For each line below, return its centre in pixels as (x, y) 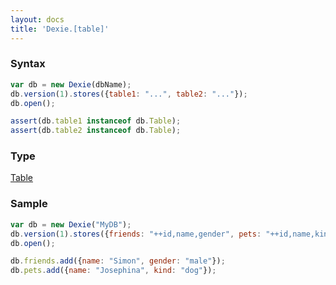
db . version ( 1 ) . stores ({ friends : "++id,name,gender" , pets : (136, 234)
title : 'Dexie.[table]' (60, 29)
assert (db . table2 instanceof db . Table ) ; (96, 131)
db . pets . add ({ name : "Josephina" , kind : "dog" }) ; (113, 271)
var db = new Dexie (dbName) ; (71, 84)
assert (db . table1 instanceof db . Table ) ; (96, 121)
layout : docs (37, 19)
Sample (29, 204)
